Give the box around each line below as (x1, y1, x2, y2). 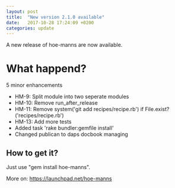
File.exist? (145, 106, 170, 113)
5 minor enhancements (6, 82, 63, 89)
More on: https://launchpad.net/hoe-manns (6, 175, 112, 182)
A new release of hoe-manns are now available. (6, 41, 123, 48)
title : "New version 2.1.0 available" (6, 14, 105, 20)
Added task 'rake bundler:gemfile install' (14, 125, 114, 132)
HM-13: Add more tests (14, 118, 72, 125)
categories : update (6, 25, 55, 31)
